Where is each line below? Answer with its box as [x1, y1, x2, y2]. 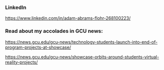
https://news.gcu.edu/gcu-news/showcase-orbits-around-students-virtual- [5, 54, 160, 60]
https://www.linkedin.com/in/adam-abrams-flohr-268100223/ [5, 15, 131, 21]
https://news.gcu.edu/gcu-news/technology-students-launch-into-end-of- [5, 39, 158, 45]
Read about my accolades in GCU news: [5, 28, 103, 35]
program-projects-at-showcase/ [5, 44, 71, 50]
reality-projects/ [5, 59, 38, 65]
